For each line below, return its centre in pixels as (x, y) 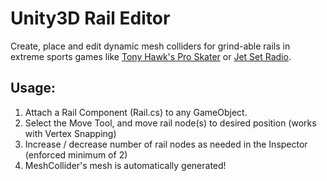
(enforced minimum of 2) (76, 154)
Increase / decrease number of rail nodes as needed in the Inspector (166, 144)
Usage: (33, 88)
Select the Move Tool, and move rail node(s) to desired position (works (170, 123)
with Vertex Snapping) (70, 133)
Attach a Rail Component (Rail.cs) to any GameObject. (136, 112)
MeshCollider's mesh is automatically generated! (125, 165)
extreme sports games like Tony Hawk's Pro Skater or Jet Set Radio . (151, 56)
